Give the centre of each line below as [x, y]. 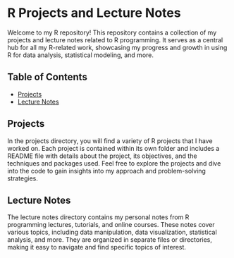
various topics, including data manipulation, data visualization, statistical [112, 232]
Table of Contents [48, 77]
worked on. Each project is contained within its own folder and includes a [113, 148]
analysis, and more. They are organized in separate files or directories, [110, 240]
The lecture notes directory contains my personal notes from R [98, 217]
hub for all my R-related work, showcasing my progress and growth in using [117, 47]
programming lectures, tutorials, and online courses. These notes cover [111, 225]
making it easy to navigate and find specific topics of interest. [97, 247]
